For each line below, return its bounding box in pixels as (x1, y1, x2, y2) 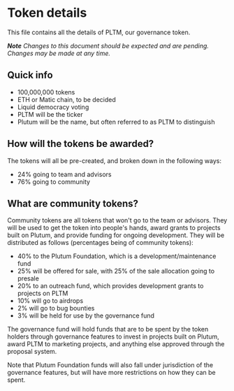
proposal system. (7, 348, 57, 356)
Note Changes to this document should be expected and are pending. (7, 41, 210, 50)
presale (17, 274, 40, 283)
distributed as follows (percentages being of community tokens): (7, 239, 193, 247)
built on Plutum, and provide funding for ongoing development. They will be (7, 231, 225, 239)
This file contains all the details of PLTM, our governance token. (7, 28, 191, 36)
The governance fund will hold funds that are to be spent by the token (7, 325, 209, 334)
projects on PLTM (17, 289, 68, 298)
